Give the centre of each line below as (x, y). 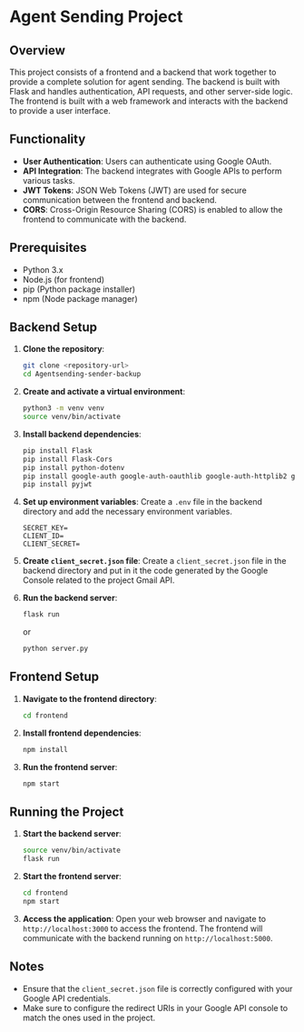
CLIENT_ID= (43, 536)
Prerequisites (48, 248)
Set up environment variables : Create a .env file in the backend (142, 502)
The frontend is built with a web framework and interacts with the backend (149, 101)
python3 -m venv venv (64, 408)
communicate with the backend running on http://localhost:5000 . (147, 937)
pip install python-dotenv (74, 467)
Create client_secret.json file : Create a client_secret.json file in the (154, 561)
